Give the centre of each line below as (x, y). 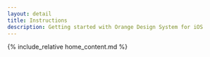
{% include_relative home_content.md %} (68, 47)
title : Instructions (38, 20)
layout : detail (30, 14)
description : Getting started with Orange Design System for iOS (105, 27)
